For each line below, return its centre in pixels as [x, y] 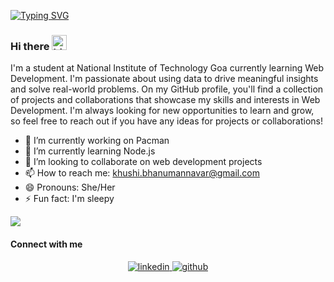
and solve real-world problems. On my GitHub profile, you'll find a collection [167, 89]
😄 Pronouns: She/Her [70, 187]
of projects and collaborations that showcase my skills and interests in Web [165, 100]
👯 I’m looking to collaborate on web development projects [143, 162]
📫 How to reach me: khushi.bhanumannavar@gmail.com [142, 173]
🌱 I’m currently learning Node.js [90, 151]
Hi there [30, 46]
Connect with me [46, 244]
